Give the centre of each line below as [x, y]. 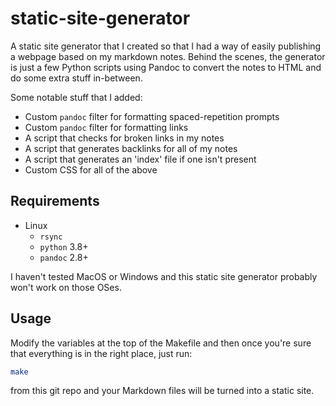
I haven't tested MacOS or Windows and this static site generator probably [164, 276]
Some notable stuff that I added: [76, 97]
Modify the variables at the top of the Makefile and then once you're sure [161, 343]
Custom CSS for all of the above [91, 169]
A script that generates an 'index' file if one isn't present [140, 159]
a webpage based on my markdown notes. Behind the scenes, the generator [168, 56]
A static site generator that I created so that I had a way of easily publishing [166, 46]
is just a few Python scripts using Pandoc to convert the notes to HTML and [166, 67]
